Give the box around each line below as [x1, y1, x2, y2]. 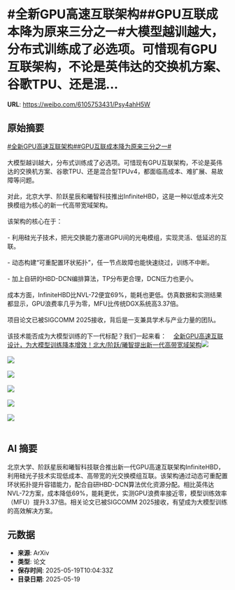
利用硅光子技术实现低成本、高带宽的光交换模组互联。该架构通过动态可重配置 [7, 471, 228, 480]
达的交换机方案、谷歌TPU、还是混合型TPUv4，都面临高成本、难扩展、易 [7, 167, 218, 175]
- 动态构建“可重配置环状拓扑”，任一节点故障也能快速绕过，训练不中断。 [7, 258, 213, 266]
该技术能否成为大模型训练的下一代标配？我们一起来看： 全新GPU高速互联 [7, 331, 224, 340]
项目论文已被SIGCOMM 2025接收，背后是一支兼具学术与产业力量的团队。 [7, 315, 220, 324]
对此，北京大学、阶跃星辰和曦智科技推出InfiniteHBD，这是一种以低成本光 [7, 192, 218, 200]
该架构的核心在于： [7, 217, 63, 225]
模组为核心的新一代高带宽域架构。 [13, 200, 112, 209]
